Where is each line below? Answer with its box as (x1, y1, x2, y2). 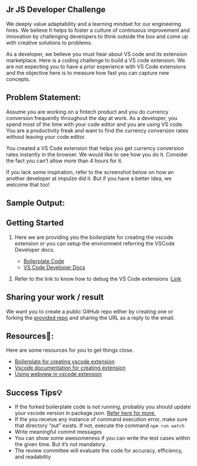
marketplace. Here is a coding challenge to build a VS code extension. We (6, 56, 185, 64)
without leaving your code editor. (6, 133, 86, 140)
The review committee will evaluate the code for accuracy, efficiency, (14, 447, 183, 454)
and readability (14, 453, 51, 461)
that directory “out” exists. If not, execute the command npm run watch (14, 422, 185, 429)
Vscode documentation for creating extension (14, 364, 126, 371)
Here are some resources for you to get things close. (6, 347, 134, 354)
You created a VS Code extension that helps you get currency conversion (6, 144, 184, 152)
